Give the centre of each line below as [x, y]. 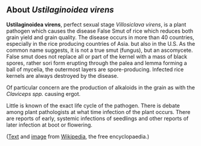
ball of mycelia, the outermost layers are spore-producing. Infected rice [95, 69]
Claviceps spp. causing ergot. [43, 94]
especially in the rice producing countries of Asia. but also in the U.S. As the [101, 43]
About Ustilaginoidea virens [60, 10]
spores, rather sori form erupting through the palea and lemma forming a [97, 63]
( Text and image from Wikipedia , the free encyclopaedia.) [78, 136]
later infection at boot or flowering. [49, 125]
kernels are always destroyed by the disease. [62, 75]
